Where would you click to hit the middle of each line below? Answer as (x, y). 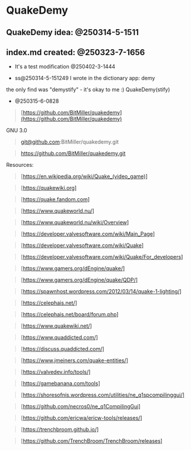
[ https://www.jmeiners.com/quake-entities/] (74, 360)
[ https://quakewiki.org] (49, 188)
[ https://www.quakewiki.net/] (56, 326)
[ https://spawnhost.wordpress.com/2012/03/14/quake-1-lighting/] (101, 291)
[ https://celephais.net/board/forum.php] (69, 315)
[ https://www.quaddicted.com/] (59, 337)
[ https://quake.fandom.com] (55, 199)
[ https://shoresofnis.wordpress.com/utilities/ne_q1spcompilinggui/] (103, 395)
